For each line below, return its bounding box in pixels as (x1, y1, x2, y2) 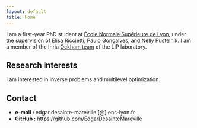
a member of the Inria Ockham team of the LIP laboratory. (6, 43, 147, 50)
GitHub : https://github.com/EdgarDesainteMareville (14, 115, 142, 122)
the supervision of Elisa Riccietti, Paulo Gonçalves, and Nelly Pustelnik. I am (6, 37, 192, 44)
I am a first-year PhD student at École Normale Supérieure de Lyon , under (6, 30, 187, 37)
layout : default (6, 8, 46, 15)
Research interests (6, 60, 78, 70)
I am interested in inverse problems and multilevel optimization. (6, 76, 160, 83)
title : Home (6, 14, 36, 20)
